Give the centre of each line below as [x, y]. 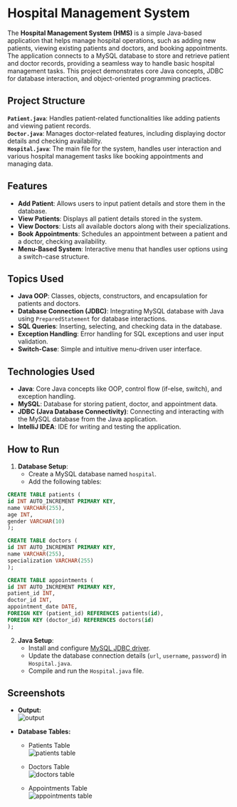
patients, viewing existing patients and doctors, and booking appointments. [117, 48]
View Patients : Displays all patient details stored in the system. [110, 219]
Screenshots [36, 693]
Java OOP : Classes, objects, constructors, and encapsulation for [112, 296]
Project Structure [46, 101]
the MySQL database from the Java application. [88, 419]
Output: [29, 710]
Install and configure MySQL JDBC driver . [89, 648]
